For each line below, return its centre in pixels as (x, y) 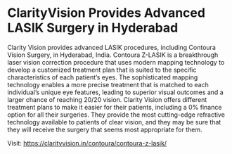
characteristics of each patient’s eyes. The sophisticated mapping (103, 77)
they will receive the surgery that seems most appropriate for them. (105, 129)
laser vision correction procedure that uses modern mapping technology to (116, 62)
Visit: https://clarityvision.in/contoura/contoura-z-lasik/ (87, 143)
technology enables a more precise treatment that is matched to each (108, 84)
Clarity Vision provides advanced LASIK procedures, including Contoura (111, 47)
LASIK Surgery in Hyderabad (93, 28)
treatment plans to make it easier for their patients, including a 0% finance (115, 107)
